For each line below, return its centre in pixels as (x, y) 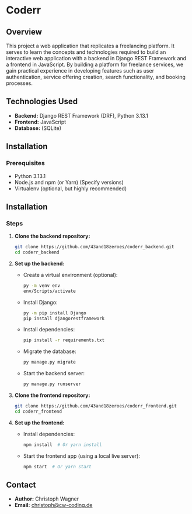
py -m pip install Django (55, 313)
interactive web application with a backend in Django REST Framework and (96, 58)
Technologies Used (42, 102)
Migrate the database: (50, 351)
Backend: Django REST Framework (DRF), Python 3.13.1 (81, 115)
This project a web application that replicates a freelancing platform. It (90, 46)
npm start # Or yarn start (57, 467)
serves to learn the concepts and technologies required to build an (86, 52)
